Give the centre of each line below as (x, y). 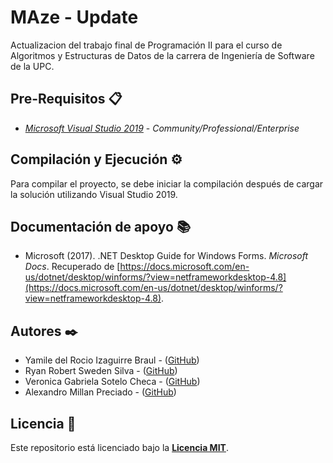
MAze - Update (74, 17)
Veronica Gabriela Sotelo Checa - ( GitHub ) (112, 382)
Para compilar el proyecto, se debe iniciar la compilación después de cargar (167, 183)
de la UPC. (32, 66)
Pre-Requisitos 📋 (66, 99)
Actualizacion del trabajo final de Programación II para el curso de (146, 45)
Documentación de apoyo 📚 (101, 226)
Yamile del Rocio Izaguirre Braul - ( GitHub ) (112, 360)
